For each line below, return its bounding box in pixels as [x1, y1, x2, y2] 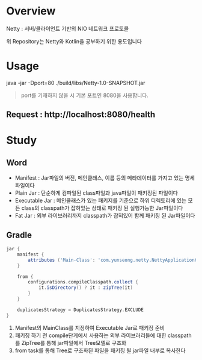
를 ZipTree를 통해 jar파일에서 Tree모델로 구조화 [14, 339, 127, 346]
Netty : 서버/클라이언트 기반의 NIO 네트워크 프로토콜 [6, 25, 129, 32]
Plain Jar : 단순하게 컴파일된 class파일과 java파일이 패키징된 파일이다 [14, 189, 179, 197]
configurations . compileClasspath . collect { [28, 279, 138, 285]
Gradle [6, 230, 32, 240]
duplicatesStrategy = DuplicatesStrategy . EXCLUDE [17, 306, 144, 313]
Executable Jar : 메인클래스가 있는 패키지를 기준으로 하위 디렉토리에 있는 [14, 197, 187, 204]
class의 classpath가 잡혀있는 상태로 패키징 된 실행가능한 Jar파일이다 [21, 204, 183, 212]
